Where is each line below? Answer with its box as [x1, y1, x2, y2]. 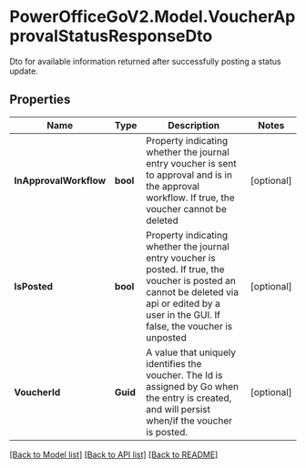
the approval [145, 179, 200, 192]
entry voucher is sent [145, 157, 237, 169]
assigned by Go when [145, 380, 240, 392]
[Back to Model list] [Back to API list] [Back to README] [9, 449, 219, 460]
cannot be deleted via [145, 285, 240, 298]
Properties [9, 92, 71, 107]
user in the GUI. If [145, 308, 221, 320]
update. [9, 66, 38, 76]
